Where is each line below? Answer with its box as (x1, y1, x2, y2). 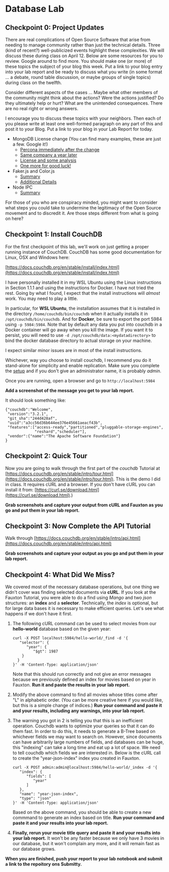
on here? (5, 215, 24, 222)
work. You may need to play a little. (5, 295, 78, 301)
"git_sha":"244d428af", (7, 416, 58, 421)
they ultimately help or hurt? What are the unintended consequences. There (5, 100, 163, 106)
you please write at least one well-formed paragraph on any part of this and (5, 121, 163, 126)
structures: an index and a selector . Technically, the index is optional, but (5, 600, 158, 606)
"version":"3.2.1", (7, 411, 49, 416)
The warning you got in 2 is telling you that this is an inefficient (12, 718, 143, 724)
